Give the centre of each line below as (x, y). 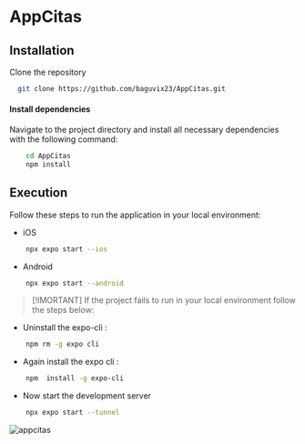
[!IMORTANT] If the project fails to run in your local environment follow (163, 300)
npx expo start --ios (66, 249)
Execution (39, 193)
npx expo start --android (75, 283)
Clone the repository (48, 72)
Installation (42, 50)
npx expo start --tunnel (73, 413)
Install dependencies (50, 109)
